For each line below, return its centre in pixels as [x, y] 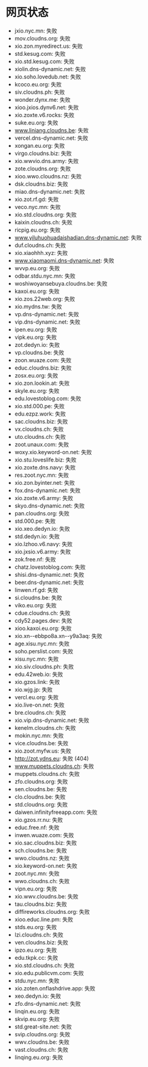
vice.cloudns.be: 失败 [41, 743]
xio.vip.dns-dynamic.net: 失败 [52, 720]
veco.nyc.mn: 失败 [38, 207]
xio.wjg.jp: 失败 [33, 689]
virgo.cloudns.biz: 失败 [43, 153]
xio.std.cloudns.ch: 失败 [44, 965]
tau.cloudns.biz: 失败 [41, 904]
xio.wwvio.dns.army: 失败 [47, 161]
